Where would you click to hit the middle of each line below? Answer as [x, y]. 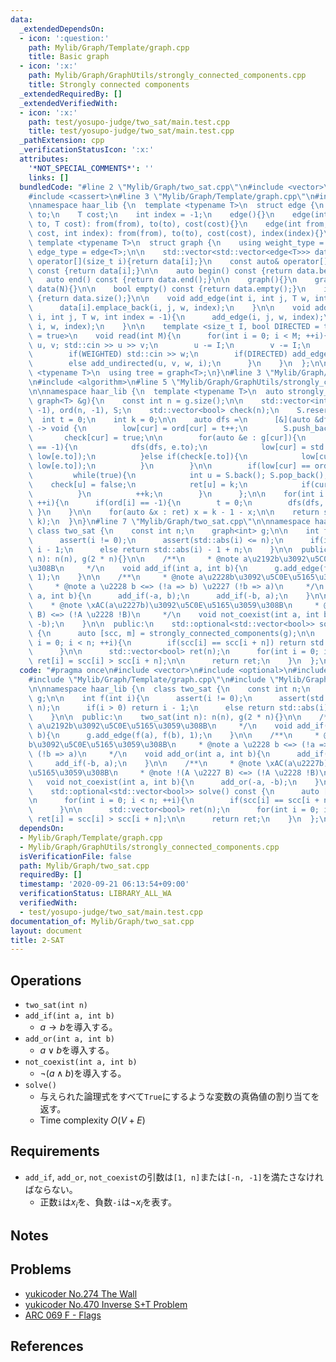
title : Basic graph [69, 57]
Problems [41, 1269]
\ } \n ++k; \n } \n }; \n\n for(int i [176, 494]
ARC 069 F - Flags [63, 1315]
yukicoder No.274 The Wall [81, 1293]
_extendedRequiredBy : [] [71, 94]
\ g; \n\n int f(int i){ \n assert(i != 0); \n [140, 698]
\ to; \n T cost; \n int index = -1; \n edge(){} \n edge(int [178, 215]
